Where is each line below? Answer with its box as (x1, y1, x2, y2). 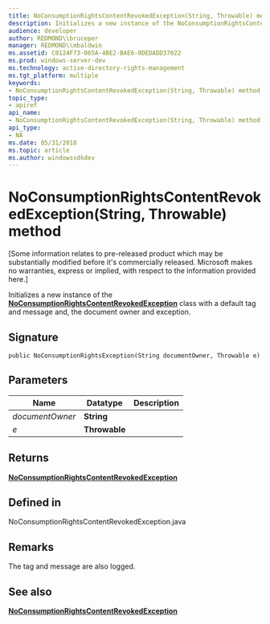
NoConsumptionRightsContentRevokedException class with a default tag (8, 299, 256, 308)
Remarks (8, 540, 55, 554)
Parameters (8, 373, 68, 387)
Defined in (8, 496, 62, 510)
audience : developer (8, 27, 78, 35)
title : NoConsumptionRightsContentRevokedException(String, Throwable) (8, 11, 253, 20)
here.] (8, 275, 28, 284)
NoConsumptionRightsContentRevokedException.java (8, 517, 186, 527)
